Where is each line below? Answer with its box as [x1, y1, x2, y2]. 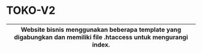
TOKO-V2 [6, 4, 56, 17]
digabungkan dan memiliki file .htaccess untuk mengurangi [14, 33, 188, 41]
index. [92, 40, 110, 49]
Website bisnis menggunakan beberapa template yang [20, 25, 182, 34]
